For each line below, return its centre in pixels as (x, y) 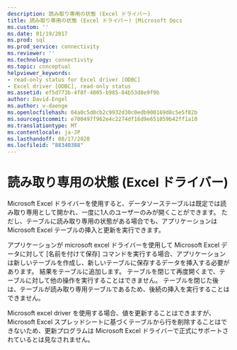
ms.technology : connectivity (50, 60)
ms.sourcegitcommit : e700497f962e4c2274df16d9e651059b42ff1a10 (103, 119)
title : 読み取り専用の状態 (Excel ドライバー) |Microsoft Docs (95, 21)
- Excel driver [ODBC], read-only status (69, 86)
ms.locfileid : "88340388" (45, 146)
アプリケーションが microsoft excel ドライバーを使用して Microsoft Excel (114, 245)
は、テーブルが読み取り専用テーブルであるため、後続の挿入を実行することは (118, 289)
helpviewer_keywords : (39, 73)
